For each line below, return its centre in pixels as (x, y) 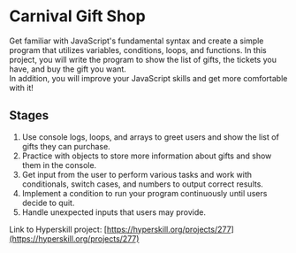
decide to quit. (48, 203)
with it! (21, 88)
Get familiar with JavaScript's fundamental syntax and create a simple (137, 41)
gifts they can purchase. (66, 146)
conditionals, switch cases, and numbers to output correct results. (142, 184)
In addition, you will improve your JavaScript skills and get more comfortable (148, 78)
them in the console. (59, 165)
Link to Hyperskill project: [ (58, 229)
